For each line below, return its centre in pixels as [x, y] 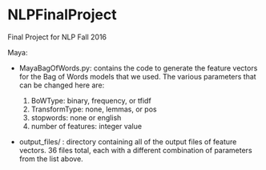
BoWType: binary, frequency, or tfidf [91, 100]
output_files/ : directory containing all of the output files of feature [128, 141]
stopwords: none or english [76, 117]
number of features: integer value [86, 126]
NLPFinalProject [62, 15]
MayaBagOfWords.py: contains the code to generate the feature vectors [138, 68]
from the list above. [51, 159]
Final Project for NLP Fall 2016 [57, 37]
